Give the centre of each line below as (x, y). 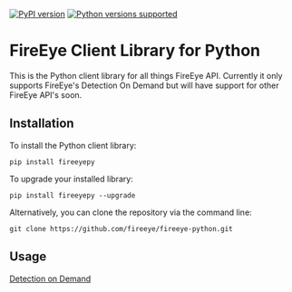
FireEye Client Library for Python (135, 51)
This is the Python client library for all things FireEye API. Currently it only (146, 75)
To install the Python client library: (73, 145)
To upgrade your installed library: (71, 179)
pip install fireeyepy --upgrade (73, 195)
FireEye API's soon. (46, 94)
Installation (42, 124)
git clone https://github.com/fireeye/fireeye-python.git (121, 229)
